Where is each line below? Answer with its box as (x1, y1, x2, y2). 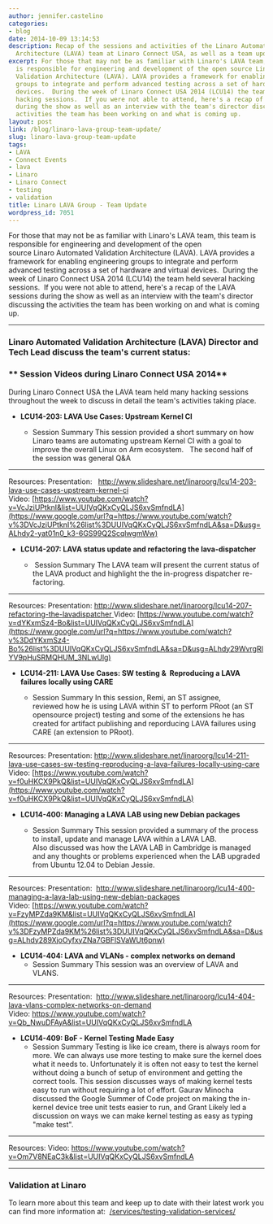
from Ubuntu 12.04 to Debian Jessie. (32, 860, 156, 869)
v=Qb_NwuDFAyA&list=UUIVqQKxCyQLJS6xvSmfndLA (8, 1017, 193, 1027)
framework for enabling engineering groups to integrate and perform (8, 257, 238, 267)
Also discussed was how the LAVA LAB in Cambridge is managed (32, 843, 252, 852)
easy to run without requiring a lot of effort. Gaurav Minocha (32, 1085, 234, 1095)
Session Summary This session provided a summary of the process (32, 825, 258, 834)
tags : (8, 140, 27, 149)
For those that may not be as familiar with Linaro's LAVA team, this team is (8, 231, 257, 241)
